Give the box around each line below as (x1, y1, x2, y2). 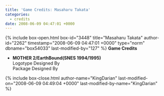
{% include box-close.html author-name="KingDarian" (5, 75, 117, 81)
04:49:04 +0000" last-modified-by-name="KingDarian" (42, 81, 158, 87)
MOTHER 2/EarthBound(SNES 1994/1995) (12, 55, 101, 61)
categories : (5, 12, 30, 17)
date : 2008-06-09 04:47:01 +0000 (5, 21, 75, 26)
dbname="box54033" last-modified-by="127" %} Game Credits (5, 45, 137, 51)
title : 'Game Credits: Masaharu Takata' (5, 7, 91, 12)
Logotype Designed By (12, 60, 60, 66)
